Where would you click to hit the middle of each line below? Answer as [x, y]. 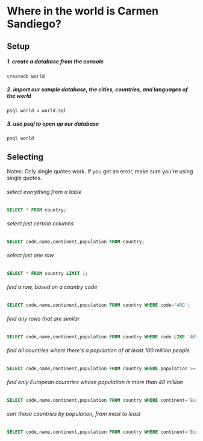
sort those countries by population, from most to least [74, 414]
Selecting [25, 157]
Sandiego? [34, 24]
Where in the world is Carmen [83, 11]
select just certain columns [40, 223]
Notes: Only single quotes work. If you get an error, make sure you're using [100, 172]
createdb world [26, 76]
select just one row [30, 256]
